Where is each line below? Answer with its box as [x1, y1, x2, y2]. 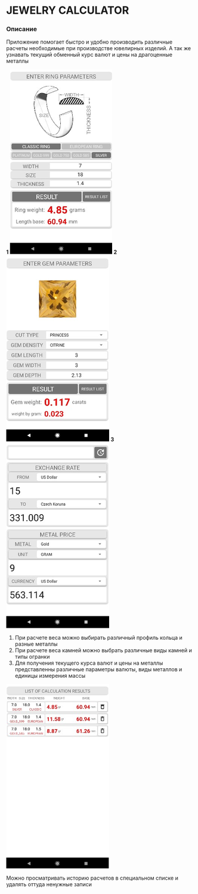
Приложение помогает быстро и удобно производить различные [6, 38, 173, 45]
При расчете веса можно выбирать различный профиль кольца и [14, 634, 183, 641]
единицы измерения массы [14, 672, 85, 680]
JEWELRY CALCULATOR [6, 4, 129, 17]
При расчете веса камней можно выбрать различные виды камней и [14, 647, 192, 654]
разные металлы [14, 640, 58, 648]
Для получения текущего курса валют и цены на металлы [14, 659, 163, 666]
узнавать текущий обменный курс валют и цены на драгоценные [6, 51, 173, 59]
